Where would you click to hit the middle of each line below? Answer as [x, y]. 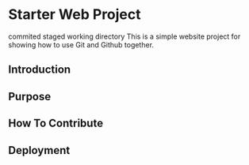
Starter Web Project [75, 15]
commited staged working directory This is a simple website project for [125, 36]
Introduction [40, 70]
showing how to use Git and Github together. [81, 44]
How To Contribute [56, 124]
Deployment [39, 150]
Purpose [30, 96]
